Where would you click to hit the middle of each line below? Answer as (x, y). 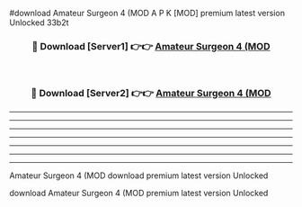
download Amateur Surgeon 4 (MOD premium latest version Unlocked (139, 193)
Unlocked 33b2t (39, 22)
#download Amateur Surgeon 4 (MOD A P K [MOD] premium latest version (147, 13)
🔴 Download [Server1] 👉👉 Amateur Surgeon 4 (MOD (151, 46)
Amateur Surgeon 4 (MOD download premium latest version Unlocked (139, 175)
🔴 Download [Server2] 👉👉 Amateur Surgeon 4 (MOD (151, 94)
